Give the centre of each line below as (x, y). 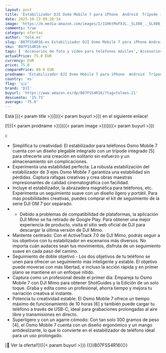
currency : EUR (20, 61)
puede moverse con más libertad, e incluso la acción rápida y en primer (85, 267)
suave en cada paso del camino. (45, 251)
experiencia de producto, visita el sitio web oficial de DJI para (83, 225)
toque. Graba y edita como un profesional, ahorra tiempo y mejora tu (82, 288)
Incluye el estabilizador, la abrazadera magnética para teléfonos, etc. (83, 188)
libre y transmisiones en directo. (45, 315)
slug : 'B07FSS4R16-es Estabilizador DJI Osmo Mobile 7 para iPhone (76, 42)
